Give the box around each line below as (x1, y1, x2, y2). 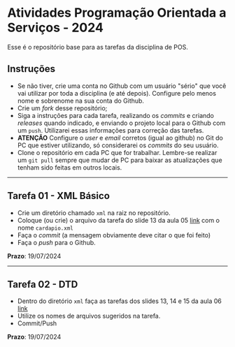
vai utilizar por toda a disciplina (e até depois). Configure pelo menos (17, 89, 217, 97)
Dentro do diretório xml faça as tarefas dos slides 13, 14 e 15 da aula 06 (17, 297, 222, 305)
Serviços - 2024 (7, 20, 104, 36)
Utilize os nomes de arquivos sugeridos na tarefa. (17, 312, 161, 320)
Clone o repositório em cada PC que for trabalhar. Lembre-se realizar (17, 148, 218, 156)
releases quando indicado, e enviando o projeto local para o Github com (17, 119, 226, 127)
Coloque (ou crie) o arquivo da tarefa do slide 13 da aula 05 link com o (17, 216, 220, 224)
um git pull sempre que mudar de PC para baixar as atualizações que (17, 156, 222, 164)
